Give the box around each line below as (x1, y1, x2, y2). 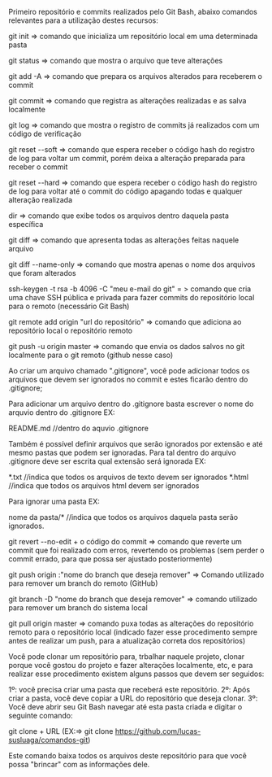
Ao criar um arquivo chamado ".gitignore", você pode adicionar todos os (8, 366, 250, 375)
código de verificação (8, 129, 82, 138)
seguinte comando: (8, 711, 73, 720)
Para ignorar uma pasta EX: (8, 496, 100, 506)
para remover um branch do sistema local (8, 603, 148, 613)
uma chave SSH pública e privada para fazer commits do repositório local (8, 293, 255, 302)
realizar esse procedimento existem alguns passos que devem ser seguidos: (8, 669, 265, 679)
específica (8, 220, 44, 229)
